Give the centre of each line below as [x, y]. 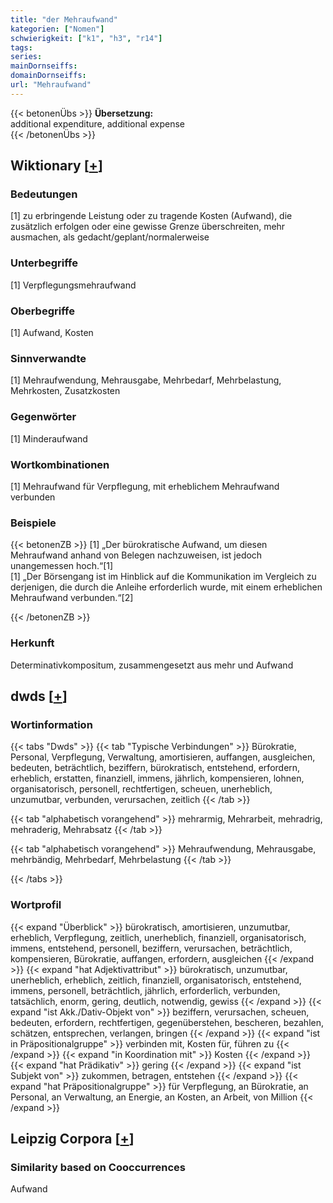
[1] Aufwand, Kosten [52, 333]
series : [26, 57]
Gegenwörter [43, 417]
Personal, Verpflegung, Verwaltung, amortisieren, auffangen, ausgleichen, [163, 757]
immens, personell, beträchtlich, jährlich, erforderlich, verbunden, [145, 990]
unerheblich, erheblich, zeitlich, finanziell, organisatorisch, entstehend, [156, 980]
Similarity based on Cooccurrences [98, 1167]
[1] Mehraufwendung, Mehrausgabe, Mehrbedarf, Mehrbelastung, [146, 380]
